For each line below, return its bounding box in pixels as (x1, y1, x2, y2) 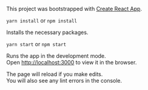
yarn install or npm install (6, 17, 78, 24)
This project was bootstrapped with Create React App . (6, 5, 143, 12)
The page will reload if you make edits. (6, 71, 103, 78)
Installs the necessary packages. (6, 29, 89, 36)
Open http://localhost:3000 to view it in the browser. (6, 59, 137, 66)
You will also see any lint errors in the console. (6, 77, 123, 84)
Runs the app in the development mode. (6, 52, 106, 60)
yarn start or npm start (6, 41, 67, 47)
